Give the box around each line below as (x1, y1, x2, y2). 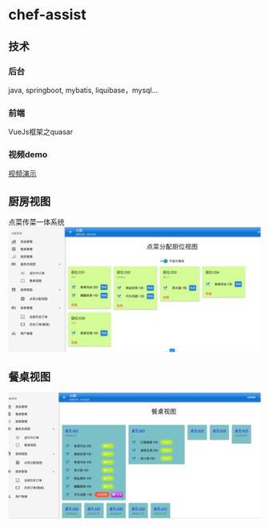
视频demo (8, 149, 48, 160)
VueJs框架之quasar (8, 127, 74, 137)
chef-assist (8, 6, 86, 24)
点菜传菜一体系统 (8, 217, 65, 227)
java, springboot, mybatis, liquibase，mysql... (8, 85, 159, 95)
